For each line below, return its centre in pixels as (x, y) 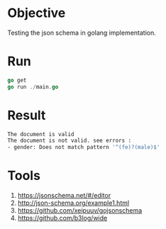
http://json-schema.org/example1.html (73, 203)
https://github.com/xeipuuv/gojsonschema (80, 211)
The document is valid (41, 134)
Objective (37, 13)
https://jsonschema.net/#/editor (64, 196)
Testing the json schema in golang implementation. (82, 33)
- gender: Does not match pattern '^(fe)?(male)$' (84, 147)
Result (27, 115)
